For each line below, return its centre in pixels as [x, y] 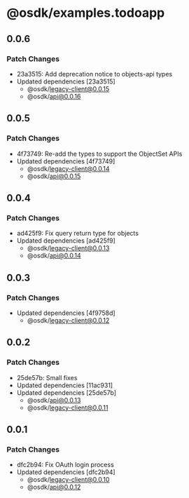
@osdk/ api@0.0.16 [54, 96]
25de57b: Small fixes [47, 377]
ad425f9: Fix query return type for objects [78, 234]
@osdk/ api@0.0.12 [54, 487]
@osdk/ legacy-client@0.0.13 [68, 248]
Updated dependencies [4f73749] [66, 161]
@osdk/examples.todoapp [86, 13]
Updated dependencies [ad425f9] [66, 241]
